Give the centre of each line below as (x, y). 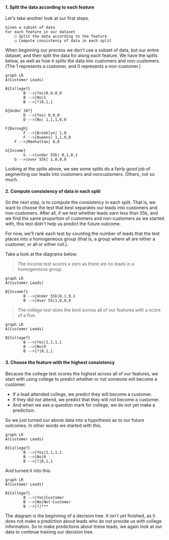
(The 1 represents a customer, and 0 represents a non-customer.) (73, 66)
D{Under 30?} (19, 111)
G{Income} (16, 151)
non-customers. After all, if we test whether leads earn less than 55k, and (81, 213)
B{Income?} (17, 292)
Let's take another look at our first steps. (47, 18)
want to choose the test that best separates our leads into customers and (81, 208)
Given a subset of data (30, 28)
